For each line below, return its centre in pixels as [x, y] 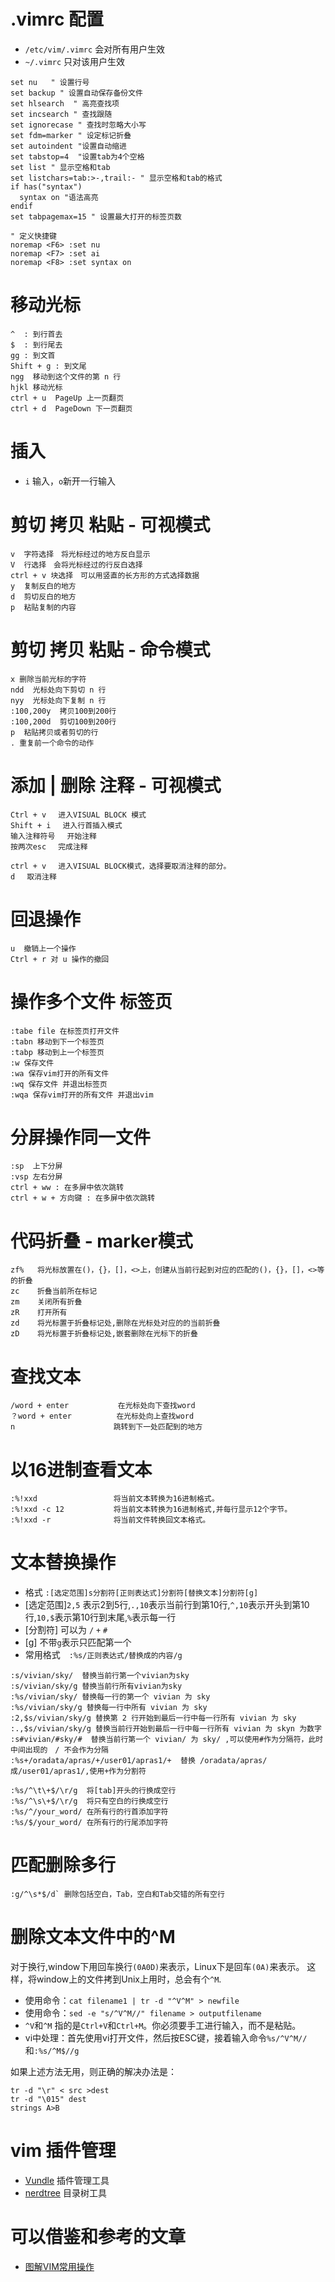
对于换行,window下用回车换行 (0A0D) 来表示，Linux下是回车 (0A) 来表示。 [157, 1967]
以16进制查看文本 [81, 1469]
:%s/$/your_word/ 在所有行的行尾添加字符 [89, 1823]
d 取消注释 [33, 876]
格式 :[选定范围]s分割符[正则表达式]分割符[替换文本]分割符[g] [141, 1592]
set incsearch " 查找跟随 [61, 114]
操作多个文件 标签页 [91, 1001]
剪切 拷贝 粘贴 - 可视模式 [110, 525]
